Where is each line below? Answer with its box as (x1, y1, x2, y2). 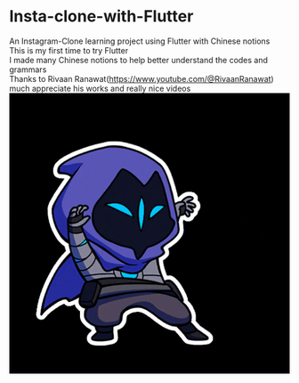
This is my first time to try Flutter (9, 45, 129, 55)
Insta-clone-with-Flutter (9, 6, 194, 27)
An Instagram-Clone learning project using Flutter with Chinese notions (9, 36, 271, 46)
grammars (9, 64, 47, 75)
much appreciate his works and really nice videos (9, 83, 191, 94)
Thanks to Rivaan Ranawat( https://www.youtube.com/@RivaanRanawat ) (9, 73, 274, 84)
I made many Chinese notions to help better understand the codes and (9, 54, 269, 65)
